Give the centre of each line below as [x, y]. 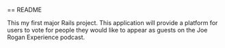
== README [25, 10]
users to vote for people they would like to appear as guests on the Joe [107, 30]
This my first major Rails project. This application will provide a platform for [112, 23]
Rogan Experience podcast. [46, 37]
